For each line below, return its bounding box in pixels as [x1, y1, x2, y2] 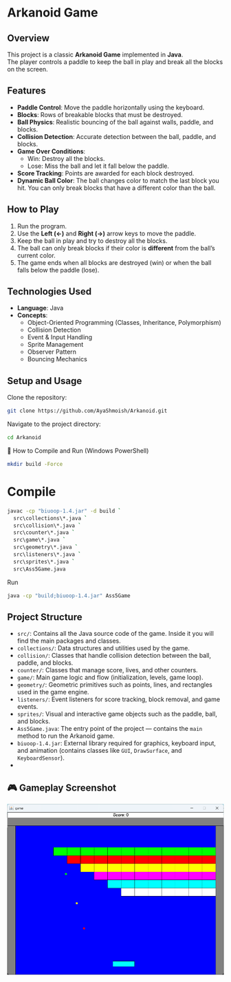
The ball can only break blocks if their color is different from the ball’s [16, 244, 215, 252]
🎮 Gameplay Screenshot [7, 782, 117, 793]
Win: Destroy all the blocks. [27, 154, 105, 162]
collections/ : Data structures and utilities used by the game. [16, 644, 190, 652]
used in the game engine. [16, 688, 89, 696]
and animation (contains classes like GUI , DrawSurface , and [16, 747, 182, 755]
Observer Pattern [27, 348, 77, 356]
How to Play [7, 204, 60, 215]
